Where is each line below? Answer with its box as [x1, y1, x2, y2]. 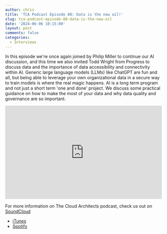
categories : [5, 35, 30, 40]
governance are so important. [5, 96, 66, 102]
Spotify [12, 223, 27, 229]
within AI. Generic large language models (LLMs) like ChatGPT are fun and [5, 69, 158, 75]
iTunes [12, 218, 26, 224]
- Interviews [9, 40, 37, 45]
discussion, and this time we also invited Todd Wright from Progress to [5, 58, 150, 65]
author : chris [5, 7, 35, 12]
